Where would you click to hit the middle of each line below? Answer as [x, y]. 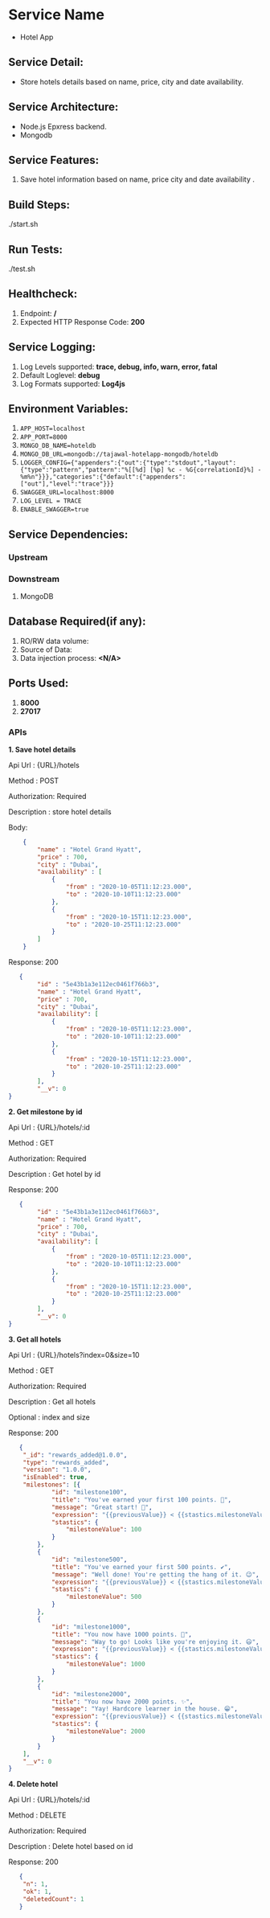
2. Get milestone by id [45, 1112]
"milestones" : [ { [52, 1485]
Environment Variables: [68, 409]
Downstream [34, 579]
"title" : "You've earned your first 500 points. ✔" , [141, 1567]
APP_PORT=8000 [43, 437]
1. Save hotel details [42, 749]
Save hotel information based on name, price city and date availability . [137, 179]
